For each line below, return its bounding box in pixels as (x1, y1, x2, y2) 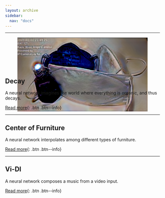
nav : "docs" (9, 18, 34, 23)
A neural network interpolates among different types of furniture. (5, 137, 137, 142)
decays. (5, 95, 21, 101)
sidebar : (5, 13, 23, 18)
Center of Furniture (5, 124, 65, 132)
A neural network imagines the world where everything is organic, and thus (5, 90, 157, 96)
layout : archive (5, 8, 38, 13)
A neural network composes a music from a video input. (5, 178, 119, 184)
